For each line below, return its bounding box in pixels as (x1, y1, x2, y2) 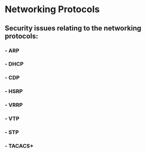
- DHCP (5, 60, 24, 68)
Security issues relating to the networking (5, 24, 141, 33)
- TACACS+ (5, 142, 34, 149)
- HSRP (5, 88, 23, 95)
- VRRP (5, 102, 23, 109)
